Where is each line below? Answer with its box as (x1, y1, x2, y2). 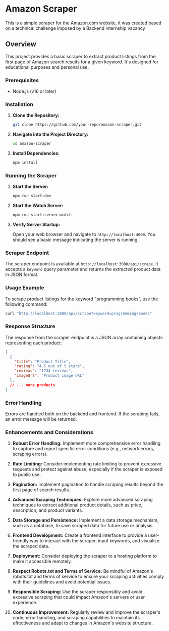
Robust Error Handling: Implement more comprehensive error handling (12, 440, 161, 446)
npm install (12, 160, 38, 165)
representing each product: (5, 340, 62, 346)
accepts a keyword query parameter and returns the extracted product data (5, 266, 161, 272)
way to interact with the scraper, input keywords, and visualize (30, 538, 160, 544)
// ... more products (10, 382, 55, 387)
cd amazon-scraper (12, 141, 51, 146)
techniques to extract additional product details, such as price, (12, 502, 143, 508)
